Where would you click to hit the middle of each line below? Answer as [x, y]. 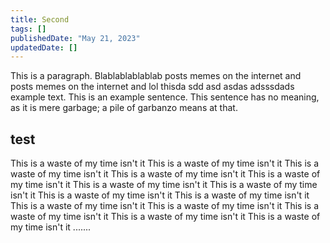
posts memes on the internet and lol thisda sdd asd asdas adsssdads [152, 87]
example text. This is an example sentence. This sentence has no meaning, [165, 97]
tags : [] [28, 29]
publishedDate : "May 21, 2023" [75, 38]
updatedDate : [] [44, 47]
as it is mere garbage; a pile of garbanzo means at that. [124, 108]
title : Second [40, 19]
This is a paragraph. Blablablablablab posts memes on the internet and [156, 76]
